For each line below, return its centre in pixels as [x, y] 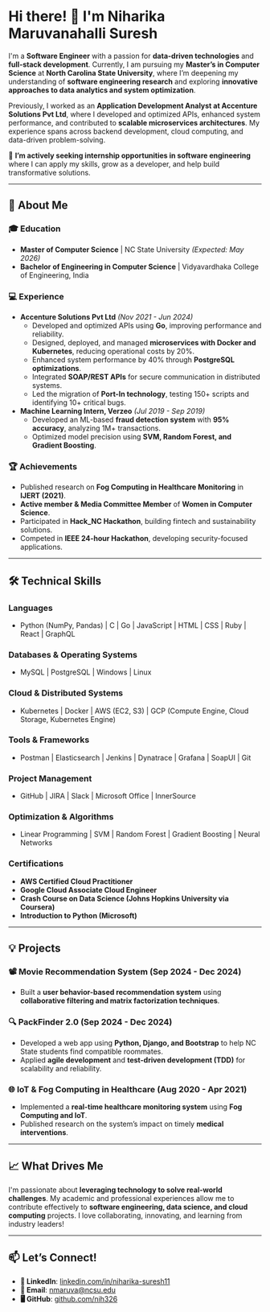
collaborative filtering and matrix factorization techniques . [120, 1001]
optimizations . [57, 368]
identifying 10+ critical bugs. [79, 402]
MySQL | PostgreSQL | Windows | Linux [86, 672]
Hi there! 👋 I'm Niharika [87, 17]
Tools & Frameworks [49, 740]
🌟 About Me [38, 206]
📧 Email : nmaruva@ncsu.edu [68, 1289]
